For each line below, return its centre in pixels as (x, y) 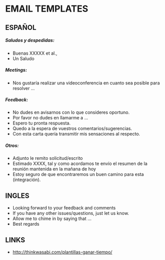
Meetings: (16, 70)
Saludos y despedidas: (30, 40)
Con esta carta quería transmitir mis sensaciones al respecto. (76, 134)
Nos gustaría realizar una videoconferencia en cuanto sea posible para (86, 83)
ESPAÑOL (21, 28)
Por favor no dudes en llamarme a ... (50, 118)
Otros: (12, 146)
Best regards (26, 224)
